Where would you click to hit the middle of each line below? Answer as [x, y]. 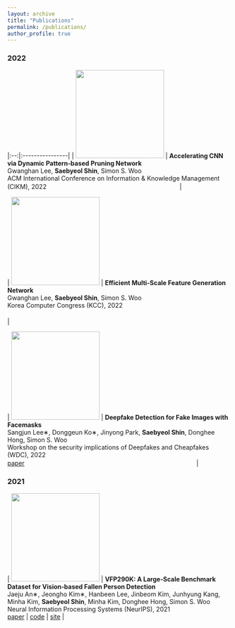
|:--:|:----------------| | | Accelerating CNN [115, 155]
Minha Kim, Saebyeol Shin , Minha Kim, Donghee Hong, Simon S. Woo [109, 601]
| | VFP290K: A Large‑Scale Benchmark [112, 579]
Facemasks [25, 425]
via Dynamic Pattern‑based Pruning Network [75, 163]
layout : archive [31, 14]
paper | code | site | [36, 616]
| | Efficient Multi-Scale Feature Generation [117, 282]
